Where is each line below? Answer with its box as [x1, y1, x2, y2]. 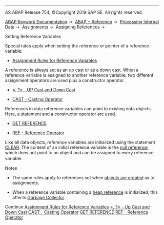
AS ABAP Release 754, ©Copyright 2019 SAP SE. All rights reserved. [5, 9, 143, 15]
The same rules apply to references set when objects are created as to [12, 175, 155, 181]
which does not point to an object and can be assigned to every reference [5, 150, 154, 155]
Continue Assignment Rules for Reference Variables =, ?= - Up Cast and [5, 204, 150, 210]
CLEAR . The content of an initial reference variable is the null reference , [5, 144, 149, 150]
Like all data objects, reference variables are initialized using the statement [5, 140, 155, 145]
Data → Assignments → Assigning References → [5, 24, 105, 30]
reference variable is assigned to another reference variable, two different [5, 72, 154, 78]
